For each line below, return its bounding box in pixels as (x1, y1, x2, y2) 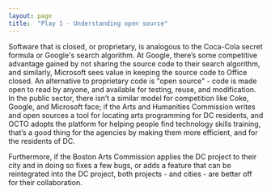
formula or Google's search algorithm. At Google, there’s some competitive (8, 50, 257, 60)
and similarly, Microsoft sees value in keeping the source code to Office (8, 67, 248, 77)
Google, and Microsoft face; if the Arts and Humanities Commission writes (8, 102, 256, 112)
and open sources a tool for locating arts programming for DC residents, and (8, 110, 264, 120)
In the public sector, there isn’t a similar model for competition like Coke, (8, 93, 249, 103)
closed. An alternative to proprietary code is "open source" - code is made (8, 76, 257, 86)
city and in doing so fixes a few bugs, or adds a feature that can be (8, 160, 232, 170)
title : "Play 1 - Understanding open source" (8, 19, 168, 27)
